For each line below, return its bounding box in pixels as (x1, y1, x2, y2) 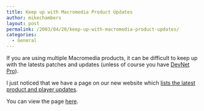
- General (12, 37, 37, 44)
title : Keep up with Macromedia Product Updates (6, 9, 133, 15)
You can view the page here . (6, 98, 78, 105)
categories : (6, 32, 37, 38)
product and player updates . (6, 86, 78, 93)
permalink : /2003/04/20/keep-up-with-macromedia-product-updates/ (6, 26, 179, 33)
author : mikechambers (6, 15, 62, 21)
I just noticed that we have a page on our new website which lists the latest (6, 79, 196, 86)
